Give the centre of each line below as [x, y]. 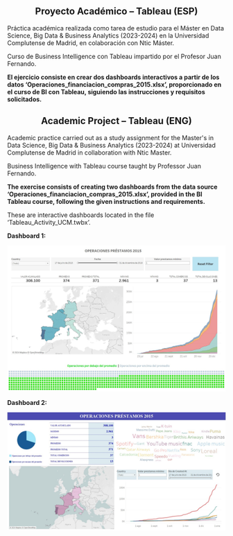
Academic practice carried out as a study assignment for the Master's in [110, 137]
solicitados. [25, 99]
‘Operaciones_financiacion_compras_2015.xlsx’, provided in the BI [105, 194]
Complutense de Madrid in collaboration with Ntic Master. [89, 153]
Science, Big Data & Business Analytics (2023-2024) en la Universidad [108, 35]
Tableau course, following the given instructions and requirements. [106, 201]
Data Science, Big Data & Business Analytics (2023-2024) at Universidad [112, 145]
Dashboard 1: [27, 236]
